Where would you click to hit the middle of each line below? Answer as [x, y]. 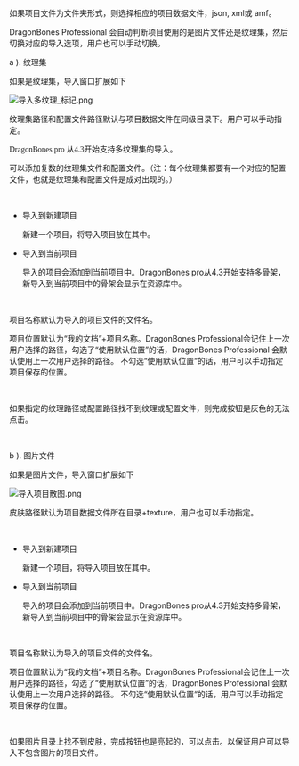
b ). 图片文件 [32, 456]
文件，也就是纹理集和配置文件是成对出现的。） [93, 180]
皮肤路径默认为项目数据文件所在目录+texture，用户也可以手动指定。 [134, 512]
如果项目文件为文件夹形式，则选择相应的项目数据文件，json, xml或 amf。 [143, 13]
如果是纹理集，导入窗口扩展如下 [68, 81]
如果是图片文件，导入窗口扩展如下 [72, 474]
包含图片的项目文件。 [64, 753]
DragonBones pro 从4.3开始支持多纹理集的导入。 [93, 150]
